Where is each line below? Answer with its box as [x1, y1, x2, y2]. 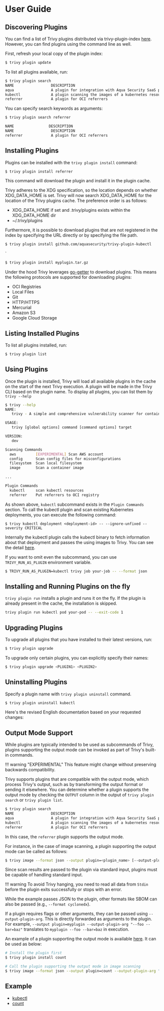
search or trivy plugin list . [5, 797, 63, 803]
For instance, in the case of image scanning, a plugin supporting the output [5, 843, 156, 849]
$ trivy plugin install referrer [5, 169, 73, 174]
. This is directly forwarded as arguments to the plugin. [42, 916, 152, 922]
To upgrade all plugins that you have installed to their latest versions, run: [5, 636, 152, 642]
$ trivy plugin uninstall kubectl [5, 700, 76, 705]
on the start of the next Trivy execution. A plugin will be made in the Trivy [5, 383, 152, 389]
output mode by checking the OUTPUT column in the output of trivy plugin [5, 792, 154, 798]
